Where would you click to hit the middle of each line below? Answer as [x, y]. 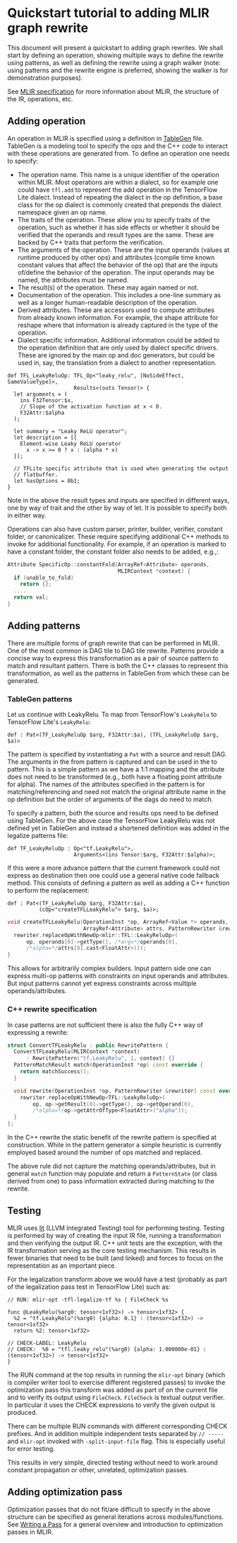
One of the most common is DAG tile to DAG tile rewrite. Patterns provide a [116, 650]
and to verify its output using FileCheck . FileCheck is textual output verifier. [116, 1397]
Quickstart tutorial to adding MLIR [108, 13]
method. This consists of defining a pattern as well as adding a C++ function [119, 883]
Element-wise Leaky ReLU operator [71, 444]
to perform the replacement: [48, 890]
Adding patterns [44, 626]
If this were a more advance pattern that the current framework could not [114, 868]
